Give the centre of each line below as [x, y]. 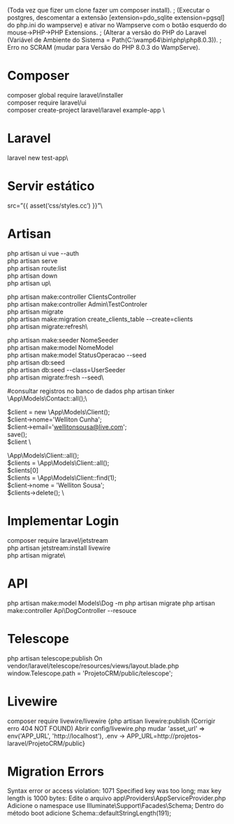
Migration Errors [56, 771]
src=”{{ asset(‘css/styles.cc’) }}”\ [55, 205]
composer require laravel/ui [47, 102]
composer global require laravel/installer [65, 95]
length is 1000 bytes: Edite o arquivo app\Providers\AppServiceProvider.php [117, 798]
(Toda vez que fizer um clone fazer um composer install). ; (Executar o [109, 10]
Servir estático [51, 186]
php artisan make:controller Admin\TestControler [78, 304]
